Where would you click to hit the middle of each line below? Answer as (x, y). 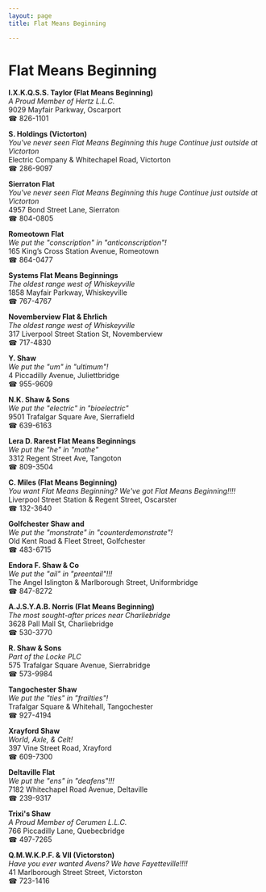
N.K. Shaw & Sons (39, 400)
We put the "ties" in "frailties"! (58, 698)
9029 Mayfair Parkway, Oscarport (65, 110)
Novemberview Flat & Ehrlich (58, 317)
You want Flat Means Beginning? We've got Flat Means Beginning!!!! (122, 491)
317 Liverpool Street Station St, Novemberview (86, 334)
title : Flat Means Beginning (57, 23)
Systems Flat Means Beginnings (63, 276)
